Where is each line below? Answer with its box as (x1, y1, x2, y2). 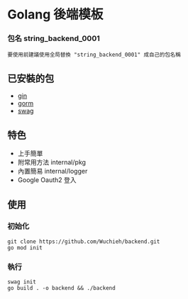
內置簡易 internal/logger (17, 167, 88, 176)
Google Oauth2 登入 (17, 176, 77, 184)
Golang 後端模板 (7, 6, 104, 23)
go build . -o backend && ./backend (7, 285, 116, 292)
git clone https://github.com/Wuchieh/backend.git (7, 238, 160, 245)
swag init (7, 278, 37, 286)
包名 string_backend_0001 (7, 33, 101, 43)
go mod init (7, 244, 43, 252)
